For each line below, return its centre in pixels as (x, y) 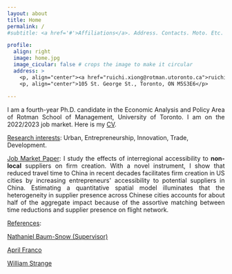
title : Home (24, 20)
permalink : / (26, 26)
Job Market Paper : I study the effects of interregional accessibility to (108, 159)
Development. (27, 145)
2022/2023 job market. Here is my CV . (62, 124)
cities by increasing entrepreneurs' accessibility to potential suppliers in (116, 181)
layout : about (28, 13)
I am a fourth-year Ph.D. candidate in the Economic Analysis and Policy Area (116, 110)
